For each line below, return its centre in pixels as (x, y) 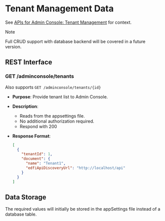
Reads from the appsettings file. (52, 116)
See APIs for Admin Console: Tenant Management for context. (68, 22)
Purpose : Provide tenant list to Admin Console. (60, 96)
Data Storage (26, 197)
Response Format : (31, 136)
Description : (25, 106)
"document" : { (36, 159)
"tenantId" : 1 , (37, 154)
